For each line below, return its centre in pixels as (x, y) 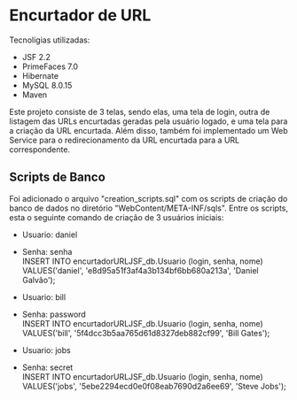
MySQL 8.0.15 (47, 85)
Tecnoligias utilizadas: (50, 40)
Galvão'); (39, 280)
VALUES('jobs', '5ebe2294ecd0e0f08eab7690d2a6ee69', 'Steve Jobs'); (154, 386)
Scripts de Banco (58, 177)
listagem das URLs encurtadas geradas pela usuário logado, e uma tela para (148, 121)
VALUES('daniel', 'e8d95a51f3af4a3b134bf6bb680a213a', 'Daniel (140, 270)
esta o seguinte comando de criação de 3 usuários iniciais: (117, 217)
